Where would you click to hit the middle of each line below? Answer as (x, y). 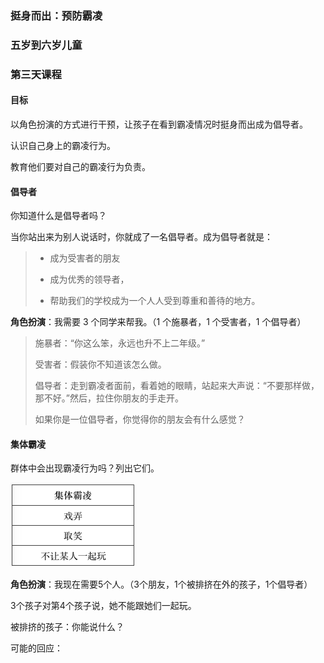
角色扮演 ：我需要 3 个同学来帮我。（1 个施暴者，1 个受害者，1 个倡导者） (158, 322)
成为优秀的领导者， (89, 279)
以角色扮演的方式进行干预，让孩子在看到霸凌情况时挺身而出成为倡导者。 (159, 124)
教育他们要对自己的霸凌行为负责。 (80, 166)
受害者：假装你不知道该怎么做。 (100, 364)
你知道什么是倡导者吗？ (58, 216)
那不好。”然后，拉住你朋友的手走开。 (109, 398)
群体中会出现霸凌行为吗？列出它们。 (85, 468)
